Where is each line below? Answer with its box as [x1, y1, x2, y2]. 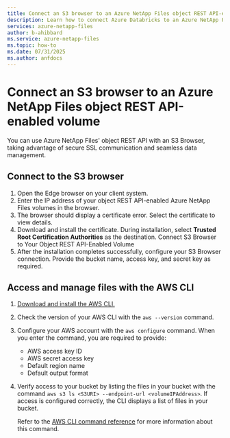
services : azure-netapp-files [7, 23, 94, 30]
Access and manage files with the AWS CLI [7, 281, 194, 293]
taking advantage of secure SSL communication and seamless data [7, 143, 197, 152]
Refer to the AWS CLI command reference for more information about [16, 417, 214, 426]
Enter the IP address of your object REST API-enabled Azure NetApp [16, 196, 211, 205]
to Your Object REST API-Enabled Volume [16, 240, 135, 248]
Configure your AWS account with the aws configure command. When [16, 327, 216, 335]
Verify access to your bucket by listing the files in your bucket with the [16, 382, 216, 391]
